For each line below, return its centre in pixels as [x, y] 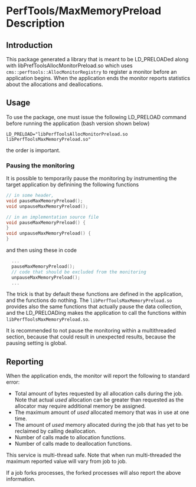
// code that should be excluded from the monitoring [79, 272]
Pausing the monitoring [40, 165]
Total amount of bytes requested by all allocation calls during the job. [99, 394]
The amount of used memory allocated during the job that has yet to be [102, 425]
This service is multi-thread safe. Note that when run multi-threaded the [94, 455]
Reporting [25, 362]
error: [13, 382]
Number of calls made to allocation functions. [70, 437]
